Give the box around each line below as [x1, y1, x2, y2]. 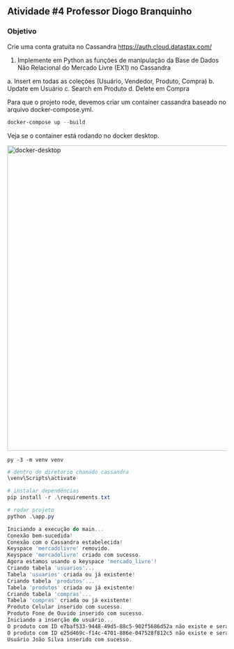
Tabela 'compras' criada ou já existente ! [7, 597, 132, 604]
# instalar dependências [7, 488, 79, 495]
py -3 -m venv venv [7, 456, 64, 463]
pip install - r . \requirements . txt [7, 494, 111, 501]
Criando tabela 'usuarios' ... [7, 565, 95, 572]
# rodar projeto [7, 507, 54, 514]
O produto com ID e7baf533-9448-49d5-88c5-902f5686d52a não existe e [7, 622, 214, 630]
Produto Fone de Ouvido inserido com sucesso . [7, 610, 145, 617]
